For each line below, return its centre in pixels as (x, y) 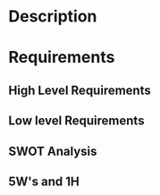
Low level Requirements (76, 121)
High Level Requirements (80, 90)
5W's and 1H (44, 181)
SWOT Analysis (53, 151)
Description (53, 17)
